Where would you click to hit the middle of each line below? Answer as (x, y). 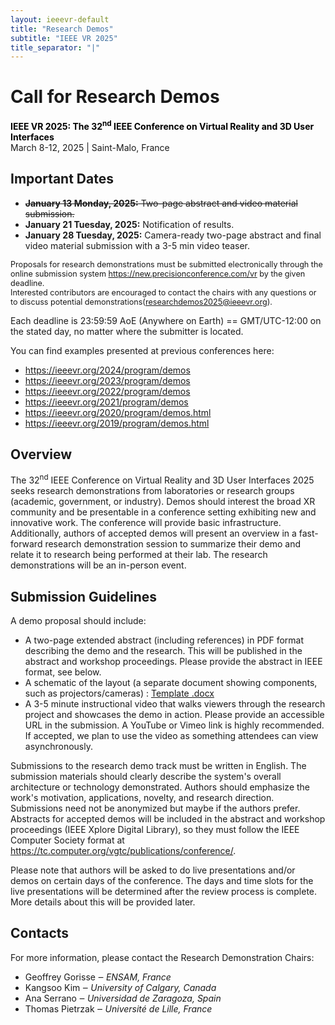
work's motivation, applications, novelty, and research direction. (142, 797)
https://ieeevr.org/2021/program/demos (106, 402)
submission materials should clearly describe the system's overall (146, 776)
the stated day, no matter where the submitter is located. (127, 331)
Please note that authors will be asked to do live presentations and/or (153, 870)
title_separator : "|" (55, 47)
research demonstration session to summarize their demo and (172, 544)
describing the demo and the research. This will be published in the (163, 650)
